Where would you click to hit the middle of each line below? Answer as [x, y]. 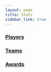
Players [15, 37]
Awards [15, 64]
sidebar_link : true [26, 19]
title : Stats [19, 15]
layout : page [19, 10]
